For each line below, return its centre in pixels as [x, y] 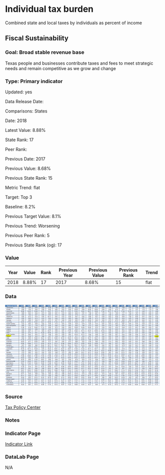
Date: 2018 [16, 120]
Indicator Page [23, 433]
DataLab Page [22, 457]
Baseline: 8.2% [20, 206]
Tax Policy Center [23, 407]
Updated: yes [19, 92]
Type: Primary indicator [34, 81]
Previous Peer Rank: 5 [27, 235]
